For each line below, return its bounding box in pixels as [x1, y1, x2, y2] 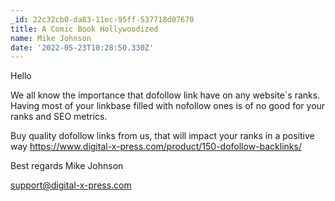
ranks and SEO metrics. [10, 111, 108, 123]
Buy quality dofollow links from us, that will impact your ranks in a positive [10, 130, 315, 142]
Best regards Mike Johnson [10, 160, 124, 172]
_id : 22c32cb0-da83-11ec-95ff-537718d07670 [10, 14, 195, 25]
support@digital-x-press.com [10, 179, 132, 191]
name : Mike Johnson [10, 33, 92, 43]
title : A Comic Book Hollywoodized [10, 24, 159, 34]
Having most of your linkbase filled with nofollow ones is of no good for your [10, 100, 326, 112]
